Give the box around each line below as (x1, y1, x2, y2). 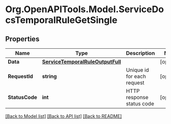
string (42, 73, 57, 80)
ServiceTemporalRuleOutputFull (42, 58, 121, 65)
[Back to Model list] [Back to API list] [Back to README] (5, 113, 122, 119)
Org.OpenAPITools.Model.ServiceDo (5, 4, 164, 15)
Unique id (126, 67, 149, 73)
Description (126, 50, 155, 56)
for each (126, 73, 146, 80)
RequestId (8, 73, 33, 80)
